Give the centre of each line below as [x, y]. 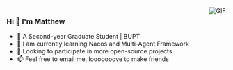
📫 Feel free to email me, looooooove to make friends [93, 59]
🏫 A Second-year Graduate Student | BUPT [78, 37]
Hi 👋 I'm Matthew [36, 21]
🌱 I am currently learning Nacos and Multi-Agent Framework [103, 44]
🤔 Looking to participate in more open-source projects [94, 51]
